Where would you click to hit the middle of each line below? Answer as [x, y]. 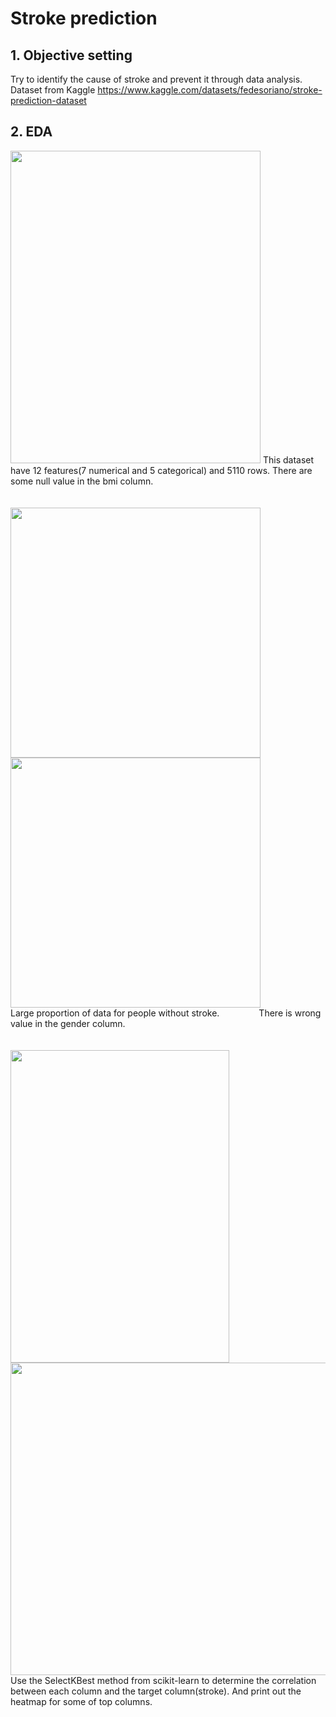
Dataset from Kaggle [53, 90]
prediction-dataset [48, 100]
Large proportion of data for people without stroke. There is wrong [166, 1013]
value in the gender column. [68, 1023]
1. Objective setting [71, 55]
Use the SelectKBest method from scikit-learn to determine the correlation [163, 1680]
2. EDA [31, 132]
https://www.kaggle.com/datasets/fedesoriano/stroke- [210, 90]
